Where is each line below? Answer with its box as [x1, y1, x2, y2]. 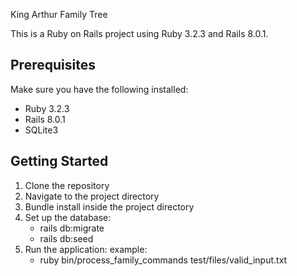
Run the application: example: [24, 243, 148, 255]
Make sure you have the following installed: [10, 83, 189, 95]
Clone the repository [24, 179, 110, 191]
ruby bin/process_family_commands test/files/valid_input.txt [39, 254, 288, 266]
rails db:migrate [39, 222, 105, 234]
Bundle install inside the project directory [24, 200, 195, 213]
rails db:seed [39, 232, 94, 244]
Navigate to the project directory [24, 190, 160, 202]
